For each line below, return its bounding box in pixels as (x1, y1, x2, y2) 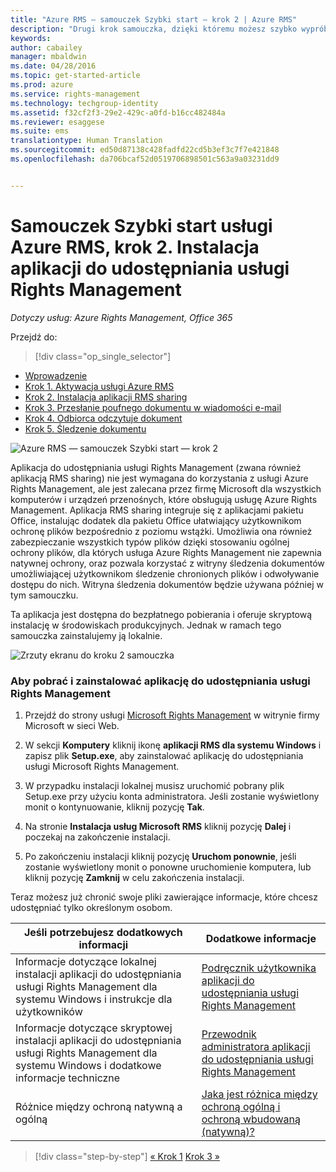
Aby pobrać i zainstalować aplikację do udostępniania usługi (10, 674, 311, 688)
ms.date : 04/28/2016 (10, 61, 97, 71)
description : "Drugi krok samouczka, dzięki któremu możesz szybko (10, 24, 298, 34)
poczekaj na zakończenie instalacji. (24, 831, 171, 843)
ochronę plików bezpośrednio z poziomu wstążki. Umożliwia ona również (10, 525, 313, 537)
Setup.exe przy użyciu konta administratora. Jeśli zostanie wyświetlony (24, 790, 320, 802)
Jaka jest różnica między (201, 1087, 318, 1101)
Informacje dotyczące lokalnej (15, 954, 157, 968)
